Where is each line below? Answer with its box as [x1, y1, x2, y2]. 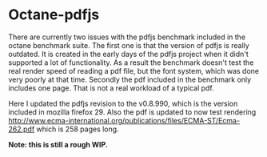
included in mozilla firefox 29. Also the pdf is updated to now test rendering [8, 107, 257, 117]
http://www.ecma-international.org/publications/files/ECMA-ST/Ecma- [8, 115, 241, 125]
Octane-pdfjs [8, 6, 100, 24]
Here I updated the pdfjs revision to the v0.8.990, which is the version [8, 99, 238, 108]
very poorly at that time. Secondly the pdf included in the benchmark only [8, 74, 252, 84]
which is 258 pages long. [36, 124, 119, 134]
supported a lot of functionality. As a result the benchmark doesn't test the [8, 58, 254, 67]
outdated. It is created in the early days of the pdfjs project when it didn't [8, 49, 249, 58]
